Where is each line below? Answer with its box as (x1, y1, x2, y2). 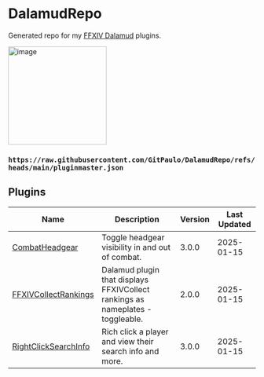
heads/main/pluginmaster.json (8, 163, 124, 172)
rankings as (101, 294, 145, 305)
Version (179, 214, 211, 225)
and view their (101, 335, 155, 346)
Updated (218, 218, 251, 229)
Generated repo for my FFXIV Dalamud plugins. (8, 31, 162, 40)
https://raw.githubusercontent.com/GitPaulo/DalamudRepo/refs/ (8, 155, 255, 164)
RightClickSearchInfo (12, 341, 90, 352)
